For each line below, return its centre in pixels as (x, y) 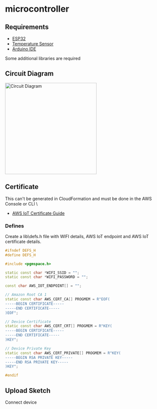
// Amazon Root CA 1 (26, 295)
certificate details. (23, 242)
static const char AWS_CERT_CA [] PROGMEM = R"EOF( (58, 299)
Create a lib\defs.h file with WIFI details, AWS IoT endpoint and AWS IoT (77, 236)
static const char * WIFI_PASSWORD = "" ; (47, 277)
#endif (12, 375)
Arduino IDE (24, 49)
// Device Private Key (28, 348)
